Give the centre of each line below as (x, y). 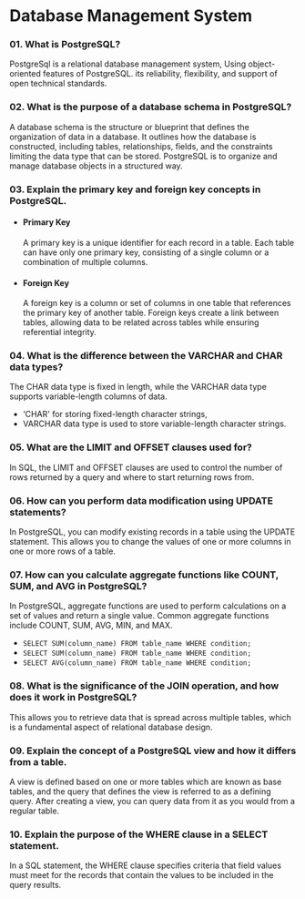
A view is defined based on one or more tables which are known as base (146, 782)
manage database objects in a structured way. (97, 166)
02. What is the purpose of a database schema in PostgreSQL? (151, 107)
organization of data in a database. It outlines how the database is (133, 137)
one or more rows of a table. (63, 551)
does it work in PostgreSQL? (73, 698)
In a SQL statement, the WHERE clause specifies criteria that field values (146, 865)
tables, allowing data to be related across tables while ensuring (141, 322)
